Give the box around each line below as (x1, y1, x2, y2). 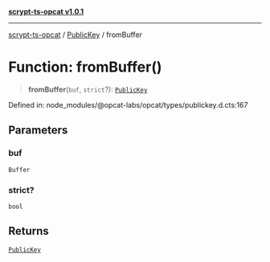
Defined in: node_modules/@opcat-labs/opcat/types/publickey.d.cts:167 (8, 100, 248, 109)
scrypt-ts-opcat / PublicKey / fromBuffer (8, 30, 143, 39)
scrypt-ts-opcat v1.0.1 (8, 7, 84, 16)
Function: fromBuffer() (8, 58, 162, 76)
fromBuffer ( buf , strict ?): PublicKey (27, 84, 148, 94)
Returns (8, 224, 50, 238)
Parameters (8, 124, 68, 137)
